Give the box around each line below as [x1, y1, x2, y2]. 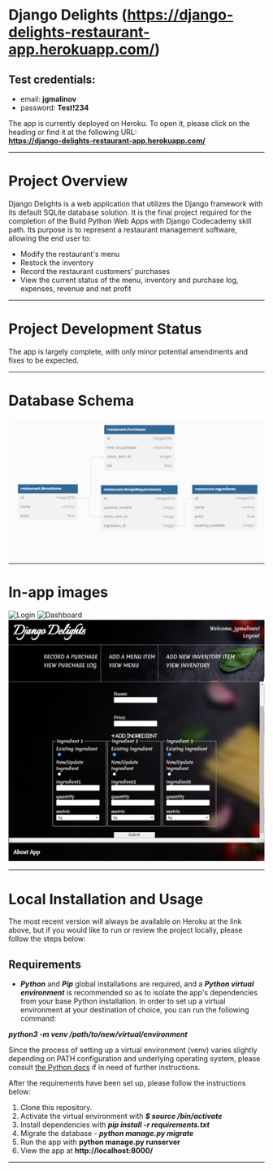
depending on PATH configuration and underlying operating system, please [8, 1054, 261, 1064]
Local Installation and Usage [8, 890, 204, 908]
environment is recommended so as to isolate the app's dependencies [19, 988, 258, 998]
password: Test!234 [19, 103, 89, 112]
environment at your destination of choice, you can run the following [19, 1005, 249, 1015]
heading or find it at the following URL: [8, 128, 137, 137]
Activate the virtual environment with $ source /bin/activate [19, 1112, 223, 1121]
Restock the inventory [19, 258, 94, 268]
